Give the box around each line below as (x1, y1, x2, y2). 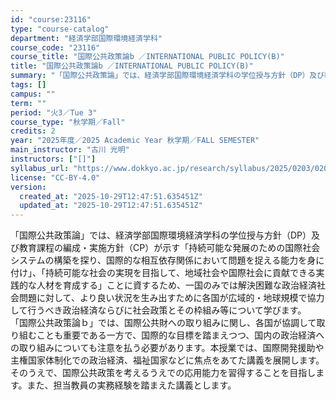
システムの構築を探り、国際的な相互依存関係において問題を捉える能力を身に (10, 254, 325, 266)
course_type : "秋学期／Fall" (10, 117, 126, 127)
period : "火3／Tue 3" (10, 107, 98, 118)
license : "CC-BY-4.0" (10, 172, 101, 183)
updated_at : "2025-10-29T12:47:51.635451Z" (19, 201, 203, 211)
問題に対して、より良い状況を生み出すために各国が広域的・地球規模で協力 (18, 292, 325, 304)
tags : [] (10, 80, 47, 90)
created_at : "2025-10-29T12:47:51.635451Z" (19, 191, 203, 201)
